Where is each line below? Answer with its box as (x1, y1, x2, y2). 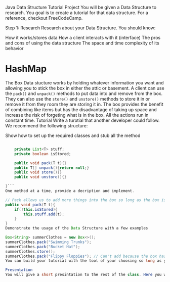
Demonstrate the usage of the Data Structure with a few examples (5, 226, 148, 231)
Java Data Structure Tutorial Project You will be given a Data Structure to (5, 5, 157, 10)
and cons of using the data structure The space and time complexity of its (5, 40, 159, 46)
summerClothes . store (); (5, 249, 56, 254)
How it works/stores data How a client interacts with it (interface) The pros (5, 35, 161, 40)
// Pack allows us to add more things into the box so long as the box (5, 197, 159, 203)
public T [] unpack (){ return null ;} (14, 165, 90, 170)
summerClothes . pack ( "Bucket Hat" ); (5, 244, 80, 249)
